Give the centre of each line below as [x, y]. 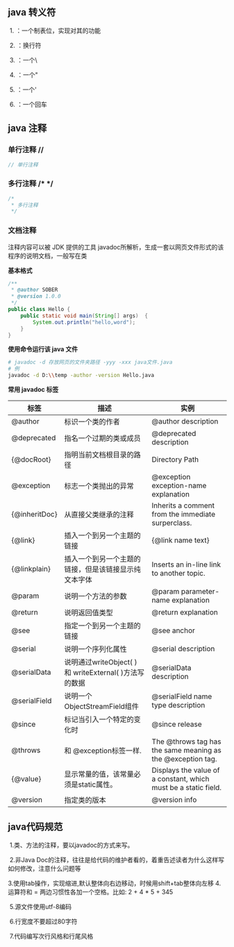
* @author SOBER [34, 290]
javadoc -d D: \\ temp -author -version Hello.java [81, 376]
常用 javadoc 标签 [33, 389]
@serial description [183, 649]
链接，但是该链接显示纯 [102, 569]
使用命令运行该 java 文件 [43, 349]
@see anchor [173, 630]
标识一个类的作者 [92, 422]
